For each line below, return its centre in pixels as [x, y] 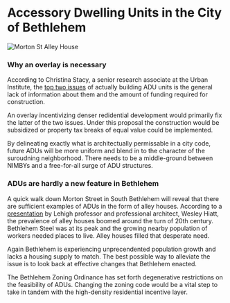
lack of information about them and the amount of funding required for [108, 94]
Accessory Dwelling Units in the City [115, 13]
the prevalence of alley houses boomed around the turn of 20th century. [110, 220]
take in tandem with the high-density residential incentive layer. [98, 292]
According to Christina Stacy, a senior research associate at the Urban [108, 80]
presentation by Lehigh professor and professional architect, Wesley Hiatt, [113, 214]
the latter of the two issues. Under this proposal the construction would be [113, 123]
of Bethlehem [47, 27]
